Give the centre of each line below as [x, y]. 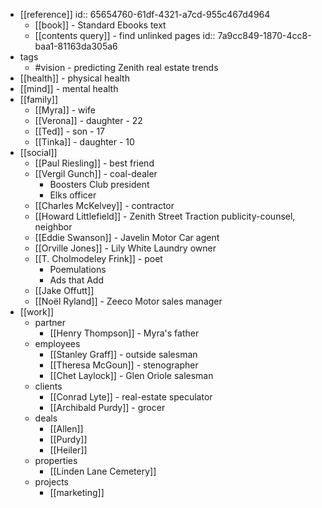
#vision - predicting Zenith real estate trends [126, 67]
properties [56, 460]
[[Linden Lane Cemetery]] [103, 471]
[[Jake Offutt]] [64, 290]
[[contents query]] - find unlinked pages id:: [125, 35]
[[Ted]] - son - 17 [69, 131]
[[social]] [38, 152]
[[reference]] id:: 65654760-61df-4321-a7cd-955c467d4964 [145, 14]
